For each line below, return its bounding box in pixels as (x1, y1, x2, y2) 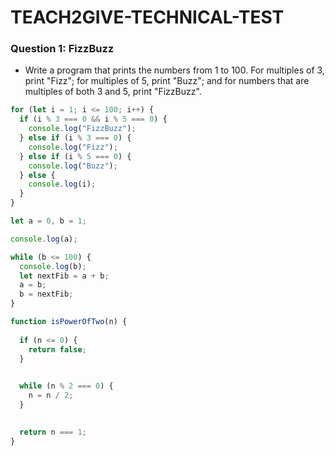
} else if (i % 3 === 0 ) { (19, 133, 132, 143)
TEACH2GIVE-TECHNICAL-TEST (10, 6, 285, 29)
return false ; (28, 344, 87, 355)
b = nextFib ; (19, 289, 74, 300)
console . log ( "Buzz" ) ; (28, 161, 118, 171)
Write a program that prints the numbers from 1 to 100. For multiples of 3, (24, 64, 325, 76)
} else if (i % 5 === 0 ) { (19, 151, 132, 161)
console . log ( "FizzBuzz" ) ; (28, 124, 137, 134)
